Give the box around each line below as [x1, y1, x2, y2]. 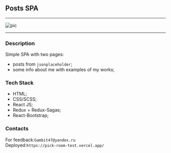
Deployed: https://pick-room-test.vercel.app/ [5, 142, 104, 148]
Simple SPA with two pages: [5, 51, 64, 57]
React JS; [12, 102, 33, 108]
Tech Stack [5, 79, 34, 86]
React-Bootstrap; [12, 112, 49, 118]
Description [5, 40, 35, 47]
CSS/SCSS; [12, 96, 37, 102]
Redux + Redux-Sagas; [12, 107, 61, 113]
